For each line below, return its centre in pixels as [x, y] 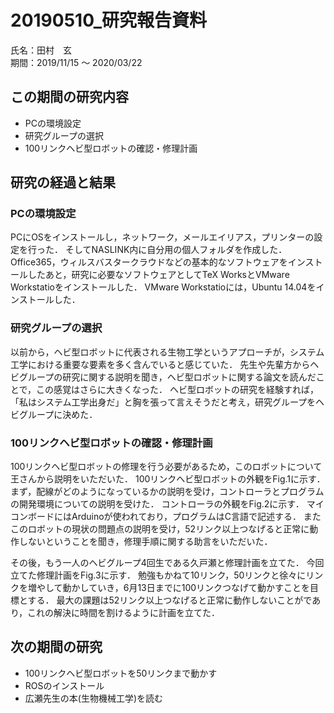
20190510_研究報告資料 [109, 20]
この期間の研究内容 [69, 97]
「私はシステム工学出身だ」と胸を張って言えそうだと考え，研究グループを [163, 402]
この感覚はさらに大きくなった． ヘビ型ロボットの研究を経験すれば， [177, 389]
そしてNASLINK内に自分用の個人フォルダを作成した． [176, 250]
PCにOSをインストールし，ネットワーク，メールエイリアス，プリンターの [162, 237]
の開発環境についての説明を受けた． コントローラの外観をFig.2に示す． [157, 504]
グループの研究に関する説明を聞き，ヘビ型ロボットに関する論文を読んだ [167, 377]
